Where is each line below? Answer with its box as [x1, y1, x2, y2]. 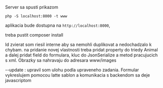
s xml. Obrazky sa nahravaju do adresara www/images [5, 57, 117, 63]
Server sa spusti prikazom [5, 4, 58, 10]
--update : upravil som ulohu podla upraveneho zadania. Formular [5, 67, 139, 73]
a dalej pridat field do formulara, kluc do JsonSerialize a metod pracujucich [5, 52, 158, 58]
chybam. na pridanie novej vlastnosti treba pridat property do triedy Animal [5, 47, 158, 52]
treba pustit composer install [5, 32, 63, 38]
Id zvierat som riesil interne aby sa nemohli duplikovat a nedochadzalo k [5, 42, 152, 47]
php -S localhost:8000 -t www [5, 14, 68, 19]
